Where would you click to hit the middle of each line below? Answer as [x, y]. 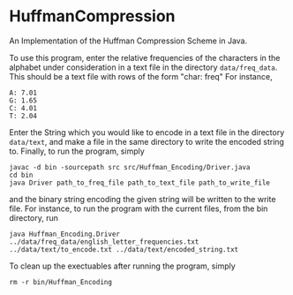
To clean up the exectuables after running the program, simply [122, 266]
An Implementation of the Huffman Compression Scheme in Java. [128, 41]
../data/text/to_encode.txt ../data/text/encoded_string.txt [124, 249]
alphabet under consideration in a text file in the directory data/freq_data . [143, 67]
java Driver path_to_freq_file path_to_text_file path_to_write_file [140, 183]
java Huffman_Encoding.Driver [65, 234]
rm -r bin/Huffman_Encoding [61, 282]
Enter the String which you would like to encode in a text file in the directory [147, 132]
